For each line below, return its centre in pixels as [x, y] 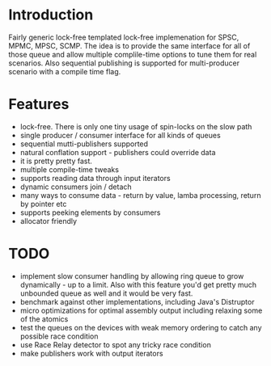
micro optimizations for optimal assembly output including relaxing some [141, 310]
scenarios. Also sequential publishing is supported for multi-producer [124, 63]
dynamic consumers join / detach [76, 187]
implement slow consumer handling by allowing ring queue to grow [132, 276]
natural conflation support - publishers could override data [118, 152]
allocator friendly [49, 221]
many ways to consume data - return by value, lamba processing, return [140, 195]
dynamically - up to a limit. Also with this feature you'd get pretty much [138, 284]
